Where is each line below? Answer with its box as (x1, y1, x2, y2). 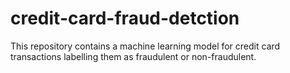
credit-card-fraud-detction (10, 7, 240, 30)
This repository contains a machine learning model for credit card (10, 40, 281, 52)
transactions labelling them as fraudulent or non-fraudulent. (10, 50, 257, 62)
